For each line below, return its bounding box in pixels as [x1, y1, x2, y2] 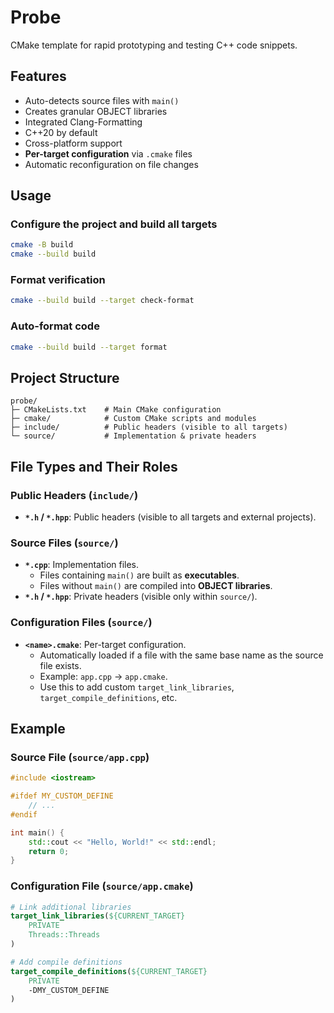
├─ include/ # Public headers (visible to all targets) [10, 422, 288, 433]
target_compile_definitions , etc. [39, 691, 178, 703]
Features [10, 68, 67, 85]
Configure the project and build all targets [10, 217, 218, 231]
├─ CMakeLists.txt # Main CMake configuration [10, 405, 222, 415]
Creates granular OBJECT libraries [24, 105, 168, 117]
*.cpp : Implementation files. [24, 559, 140, 571]
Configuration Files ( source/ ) [10, 616, 153, 630]
